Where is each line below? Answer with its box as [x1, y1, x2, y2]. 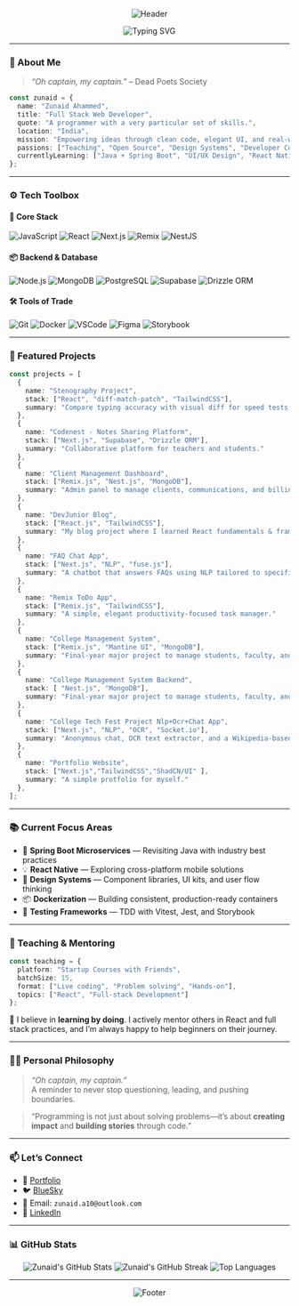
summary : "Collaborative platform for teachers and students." [25, 444, 265, 453]
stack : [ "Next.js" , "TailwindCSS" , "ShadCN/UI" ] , [25, 767, 209, 776]
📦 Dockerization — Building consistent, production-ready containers [21, 893, 279, 904]
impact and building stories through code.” [30, 1120, 192, 1131]
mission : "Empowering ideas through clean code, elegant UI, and [17, 134, 265, 144]
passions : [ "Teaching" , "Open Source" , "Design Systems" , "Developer [17, 143, 280, 152]
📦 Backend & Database [9, 252, 98, 262]
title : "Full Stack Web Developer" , [17, 110, 153, 119]
